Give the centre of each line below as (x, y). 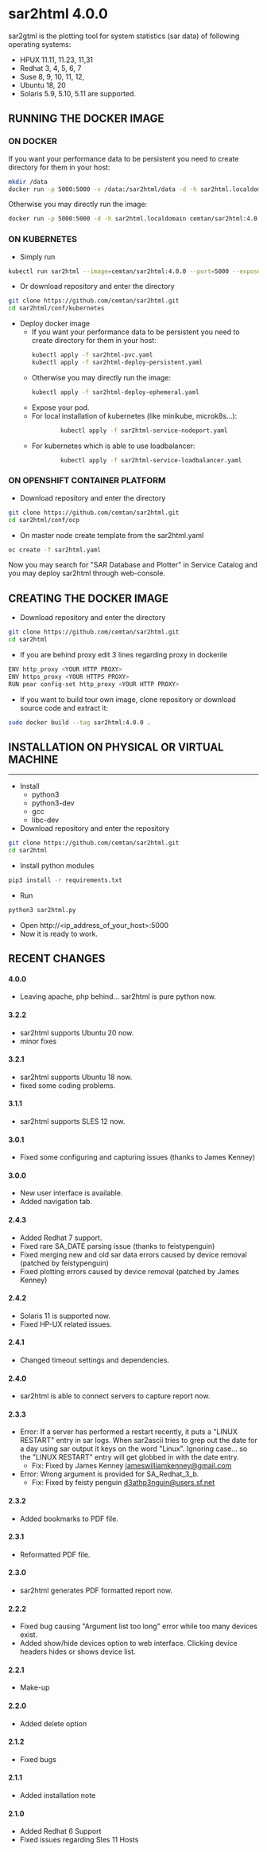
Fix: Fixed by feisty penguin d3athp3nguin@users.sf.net (123, 1483)
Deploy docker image (54, 324)
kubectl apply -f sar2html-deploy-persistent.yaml (117, 363)
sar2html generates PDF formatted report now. (96, 1591)
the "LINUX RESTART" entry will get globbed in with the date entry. (130, 1457)
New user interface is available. (71, 1193)
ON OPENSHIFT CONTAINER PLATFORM (87, 481)
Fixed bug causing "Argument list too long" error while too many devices (139, 1626)
